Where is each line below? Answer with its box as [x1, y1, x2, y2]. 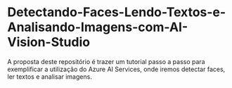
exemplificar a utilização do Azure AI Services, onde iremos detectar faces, [7, 65, 226, 73]
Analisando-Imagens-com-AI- [7, 19, 188, 35]
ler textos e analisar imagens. [7, 72, 93, 81]
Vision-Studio [7, 34, 90, 50]
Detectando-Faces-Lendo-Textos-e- [7, 4, 226, 20]
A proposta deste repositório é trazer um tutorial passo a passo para [7, 57, 205, 65]
